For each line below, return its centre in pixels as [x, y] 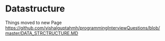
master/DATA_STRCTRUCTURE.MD [42, 33]
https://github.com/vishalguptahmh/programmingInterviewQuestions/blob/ [82, 27]
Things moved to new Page [33, 22]
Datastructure [35, 9]
